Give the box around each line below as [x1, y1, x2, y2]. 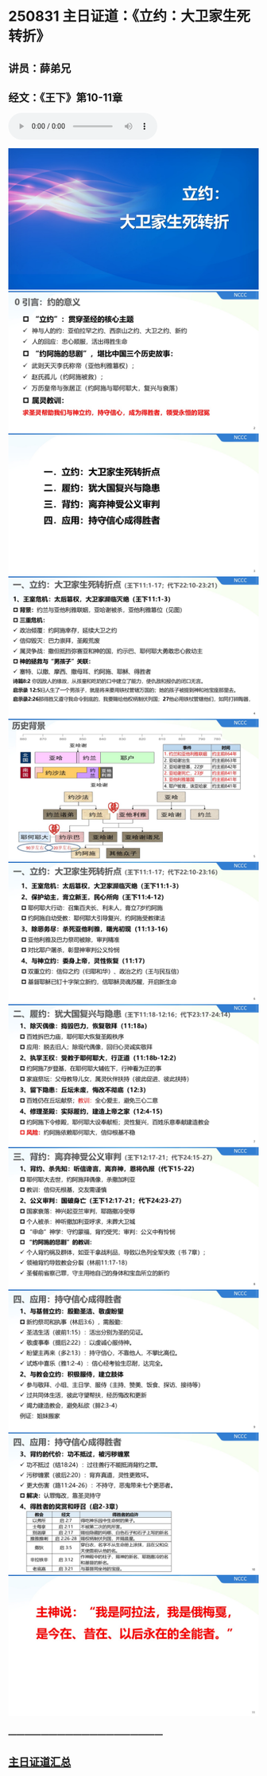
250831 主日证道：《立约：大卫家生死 [8, 7, 250, 25]
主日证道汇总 [8, 1755, 72, 1769]
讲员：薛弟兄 [8, 61, 72, 75]
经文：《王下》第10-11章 [8, 91, 123, 104]
